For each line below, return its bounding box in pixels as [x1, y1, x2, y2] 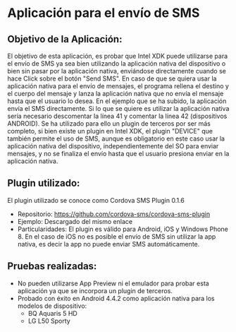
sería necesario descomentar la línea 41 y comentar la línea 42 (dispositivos [7, 112, 228, 120]
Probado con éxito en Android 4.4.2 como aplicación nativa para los [17, 294, 215, 302]
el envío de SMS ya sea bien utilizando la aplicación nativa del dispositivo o [7, 59, 226, 68]
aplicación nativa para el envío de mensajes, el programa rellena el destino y [7, 82, 229, 90]
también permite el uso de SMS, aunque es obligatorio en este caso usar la [7, 134, 225, 143]
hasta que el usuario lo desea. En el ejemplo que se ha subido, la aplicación [7, 97, 227, 105]
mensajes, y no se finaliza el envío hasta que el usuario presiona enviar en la [7, 150, 230, 158]
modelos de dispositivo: [17, 302, 87, 310]
